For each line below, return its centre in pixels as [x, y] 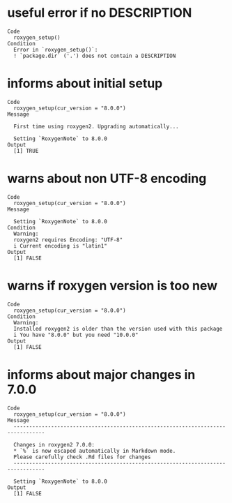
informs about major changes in [101, 374]
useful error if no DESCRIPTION [100, 13]
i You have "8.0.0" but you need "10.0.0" [76, 335]
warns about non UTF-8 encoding [107, 179]
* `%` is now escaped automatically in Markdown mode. [95, 451]
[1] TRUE [26, 151]
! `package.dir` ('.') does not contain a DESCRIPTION [95, 56]
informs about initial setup [85, 83]
